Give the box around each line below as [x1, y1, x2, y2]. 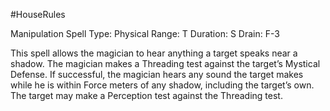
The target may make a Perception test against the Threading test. [10, 90, 283, 101]
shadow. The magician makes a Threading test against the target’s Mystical [10, 58, 321, 69]
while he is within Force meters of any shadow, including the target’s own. [10, 79, 315, 91]
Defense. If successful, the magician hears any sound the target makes [10, 69, 304, 80]
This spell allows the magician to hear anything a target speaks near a [10, 47, 298, 59]
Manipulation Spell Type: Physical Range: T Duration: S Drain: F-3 [10, 28, 280, 39]
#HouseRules [10, 9, 66, 20]
